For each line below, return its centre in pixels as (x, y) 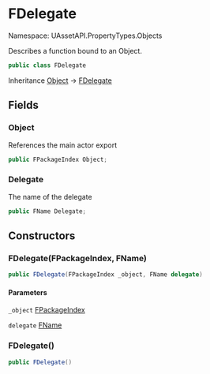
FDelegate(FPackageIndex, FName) (78, 258)
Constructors (42, 236)
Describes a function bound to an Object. (75, 50)
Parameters (28, 292)
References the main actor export (62, 145)
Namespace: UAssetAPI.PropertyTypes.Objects (85, 36)
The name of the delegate (50, 196)
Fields (24, 105)
